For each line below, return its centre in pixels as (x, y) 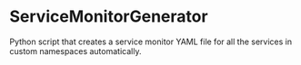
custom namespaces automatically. (75, 51)
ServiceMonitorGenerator (109, 17)
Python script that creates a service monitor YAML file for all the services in (151, 42)
